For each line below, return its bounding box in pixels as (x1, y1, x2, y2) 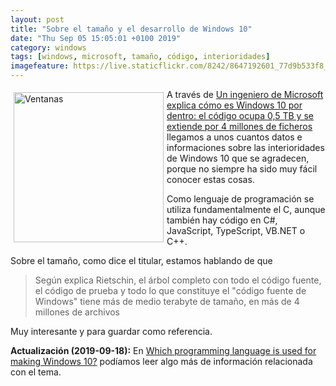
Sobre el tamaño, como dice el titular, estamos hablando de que (10, 255, 273, 266)
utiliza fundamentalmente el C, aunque (166, 204, 326, 215)
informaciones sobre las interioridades (166, 142, 325, 153)
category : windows (10, 42, 87, 53)
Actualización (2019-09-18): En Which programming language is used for (10, 345, 317, 356)
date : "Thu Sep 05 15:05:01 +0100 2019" (10, 33, 182, 43)
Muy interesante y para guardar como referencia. (10, 326, 213, 337)
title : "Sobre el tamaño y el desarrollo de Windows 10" (10, 24, 253, 34)
